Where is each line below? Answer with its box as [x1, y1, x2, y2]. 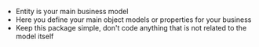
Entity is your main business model [15, 7, 129, 16]
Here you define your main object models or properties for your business [15, 15, 252, 24]
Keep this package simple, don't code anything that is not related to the [15, 23, 247, 32]
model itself [15, 31, 54, 41]
